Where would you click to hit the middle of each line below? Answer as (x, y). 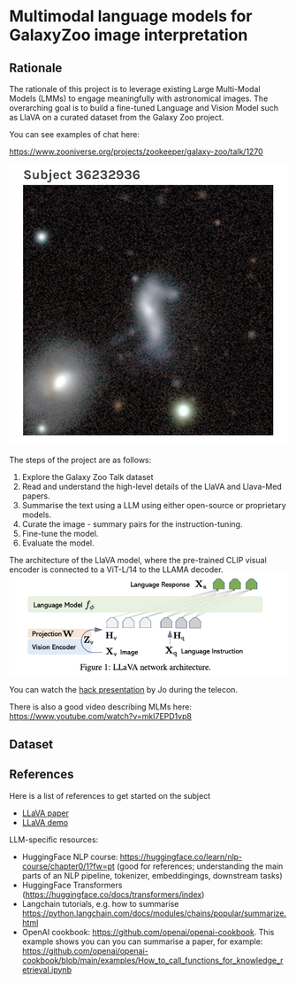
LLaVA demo (45, 822)
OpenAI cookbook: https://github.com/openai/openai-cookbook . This (148, 932)
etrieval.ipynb (47, 969)
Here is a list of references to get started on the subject (110, 795)
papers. (36, 496)
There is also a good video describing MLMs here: (101, 707)
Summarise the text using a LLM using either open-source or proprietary (154, 506)
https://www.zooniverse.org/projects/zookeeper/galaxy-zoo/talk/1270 (136, 151)
